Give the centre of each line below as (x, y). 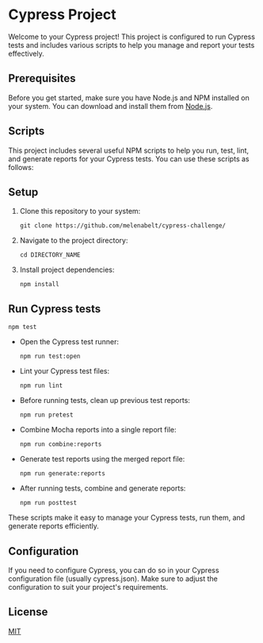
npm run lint (41, 386)
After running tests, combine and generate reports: (103, 488)
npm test (23, 327)
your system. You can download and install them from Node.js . (111, 106)
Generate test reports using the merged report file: (102, 459)
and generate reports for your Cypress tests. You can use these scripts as (129, 159)
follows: (21, 167)
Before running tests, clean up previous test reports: (105, 401)
